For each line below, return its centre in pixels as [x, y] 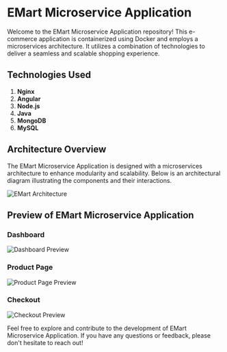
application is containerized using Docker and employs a [118, 38]
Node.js [28, 106]
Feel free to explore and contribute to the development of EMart [97, 328]
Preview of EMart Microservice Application [101, 215]
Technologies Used [49, 75]
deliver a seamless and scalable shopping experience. [83, 53]
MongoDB [31, 121]
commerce [22, 38]
